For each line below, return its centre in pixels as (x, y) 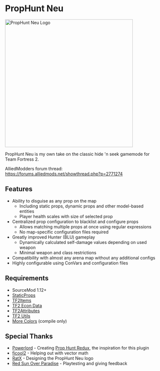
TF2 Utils (21, 316)
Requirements (27, 278)
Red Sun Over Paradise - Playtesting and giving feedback (70, 364)
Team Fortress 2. (22, 159)
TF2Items (22, 300)
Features (19, 189)
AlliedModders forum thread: (34, 168)
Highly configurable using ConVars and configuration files (70, 263)
